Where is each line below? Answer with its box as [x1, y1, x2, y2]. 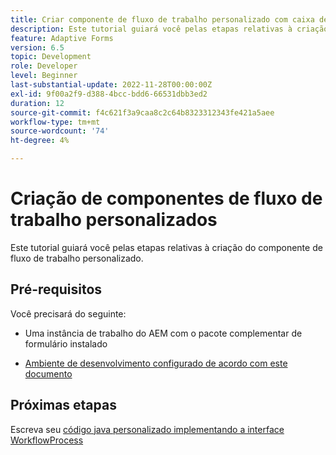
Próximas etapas [10, 397, 117, 414]
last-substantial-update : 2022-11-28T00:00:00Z [10, 80, 213, 90]
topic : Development [10, 52, 92, 62]
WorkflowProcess [10, 434, 84, 446]
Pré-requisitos [10, 281, 103, 298]
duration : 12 [10, 98, 65, 108]
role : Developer [10, 61, 78, 71]
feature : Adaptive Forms [10, 33, 114, 43]
